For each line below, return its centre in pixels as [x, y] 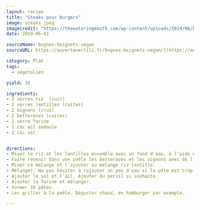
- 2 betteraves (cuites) [37, 116]
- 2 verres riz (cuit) [36, 99]
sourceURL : [20, 50]
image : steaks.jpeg [30, 23]
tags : [13, 66]
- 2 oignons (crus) [30, 110]
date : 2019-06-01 [28, 34]
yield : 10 [18, 83]
